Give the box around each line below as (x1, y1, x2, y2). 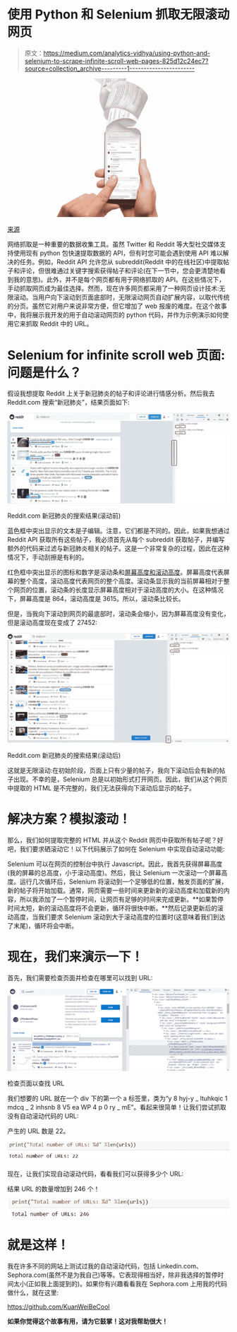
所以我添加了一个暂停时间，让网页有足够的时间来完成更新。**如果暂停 (19, 895, 224, 903)
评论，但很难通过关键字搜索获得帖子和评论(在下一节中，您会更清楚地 (19, 266, 220, 275)
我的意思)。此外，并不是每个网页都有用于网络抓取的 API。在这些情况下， (13, 275, 226, 284)
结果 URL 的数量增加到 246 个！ (7, 1184, 100, 1193)
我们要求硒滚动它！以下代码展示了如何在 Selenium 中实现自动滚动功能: (19, 845, 225, 853)
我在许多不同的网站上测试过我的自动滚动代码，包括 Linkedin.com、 (7, 1261, 202, 1270)
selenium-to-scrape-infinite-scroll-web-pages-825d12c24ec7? (24, 57, 209, 65)
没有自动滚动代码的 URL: (7, 1112, 79, 1120)
